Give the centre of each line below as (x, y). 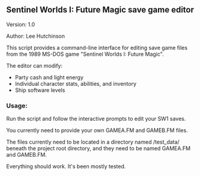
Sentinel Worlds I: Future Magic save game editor (100, 10)
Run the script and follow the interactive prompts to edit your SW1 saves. (96, 119)
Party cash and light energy (49, 77)
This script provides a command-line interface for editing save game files (97, 47)
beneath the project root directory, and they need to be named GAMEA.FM (98, 148)
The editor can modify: (35, 65)
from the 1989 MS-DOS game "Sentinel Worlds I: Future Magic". (85, 54)
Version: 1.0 (21, 24)
